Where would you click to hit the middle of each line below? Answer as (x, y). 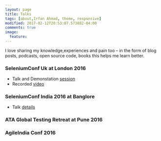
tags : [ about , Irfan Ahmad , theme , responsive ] (53, 18)
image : (12, 32)
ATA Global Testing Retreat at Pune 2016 (54, 120)
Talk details (24, 107)
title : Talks (18, 14)
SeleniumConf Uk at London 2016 (46, 68)
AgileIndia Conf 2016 (30, 133)
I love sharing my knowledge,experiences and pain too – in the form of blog (81, 50)
